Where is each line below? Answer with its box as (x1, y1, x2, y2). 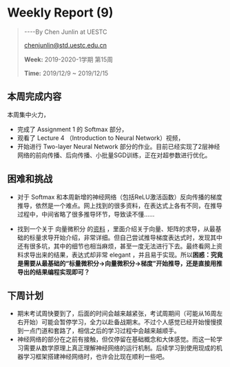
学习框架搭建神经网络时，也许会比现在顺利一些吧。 (23, 353, 169, 361)
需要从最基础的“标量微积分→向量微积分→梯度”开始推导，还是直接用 (23, 259, 217, 267)
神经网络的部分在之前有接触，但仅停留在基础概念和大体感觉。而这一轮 (17, 335, 217, 344)
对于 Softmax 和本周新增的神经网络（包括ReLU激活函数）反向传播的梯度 (17, 192, 222, 201)
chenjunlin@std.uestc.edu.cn (23, 41, 107, 49)
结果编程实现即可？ (35, 268, 90, 276)
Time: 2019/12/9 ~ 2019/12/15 (23, 69, 109, 77)
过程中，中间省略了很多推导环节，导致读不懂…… (17, 210, 155, 218)
